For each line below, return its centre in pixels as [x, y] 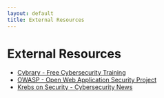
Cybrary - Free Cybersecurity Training [71, 73]
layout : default [30, 13]
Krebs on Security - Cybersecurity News [75, 87]
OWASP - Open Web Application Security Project [87, 80]
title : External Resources [46, 20]
